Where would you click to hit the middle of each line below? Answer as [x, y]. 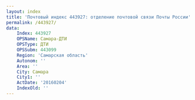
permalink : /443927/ [32, 22]
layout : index [24, 11]
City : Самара [33, 72]
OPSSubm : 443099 [37, 50]
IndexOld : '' [33, 88]
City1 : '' [29, 77]
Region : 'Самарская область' [52, 55]
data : [13, 28]
